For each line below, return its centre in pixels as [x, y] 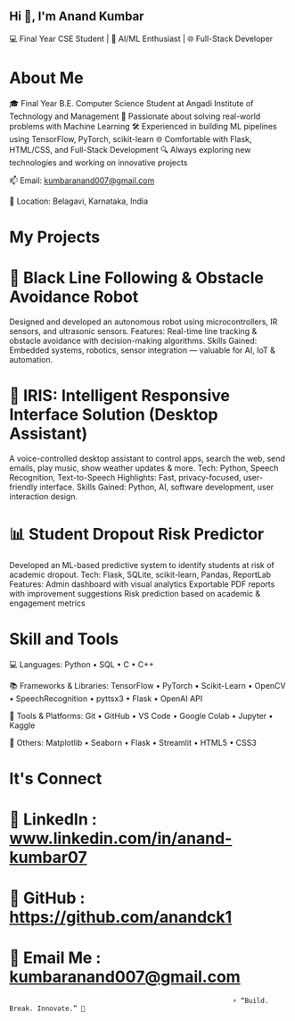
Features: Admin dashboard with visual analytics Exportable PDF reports [142, 584]
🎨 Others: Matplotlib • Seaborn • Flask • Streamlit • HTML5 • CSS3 [133, 742]
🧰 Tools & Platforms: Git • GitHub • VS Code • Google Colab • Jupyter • [141, 716]
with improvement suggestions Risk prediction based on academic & [135, 593]
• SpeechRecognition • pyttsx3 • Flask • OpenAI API [106, 699]
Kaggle [22, 725]
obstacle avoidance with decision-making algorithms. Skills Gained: [133, 340]
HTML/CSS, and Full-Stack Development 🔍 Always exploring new [130, 149]
